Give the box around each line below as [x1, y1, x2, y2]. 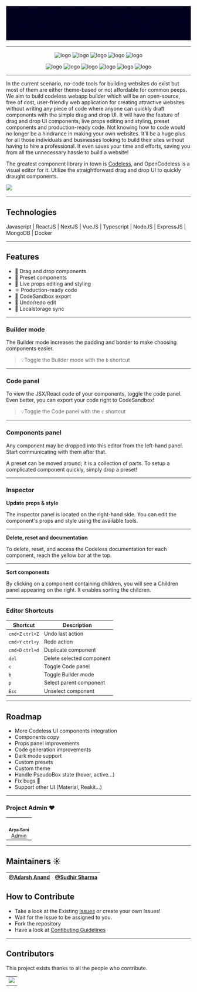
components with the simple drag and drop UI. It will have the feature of [6, 111, 180, 118]
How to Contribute [6, 892, 75, 902]
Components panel [6, 429, 62, 437]
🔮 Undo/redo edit [14, 298, 57, 306]
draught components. [6, 173, 59, 180]
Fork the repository [14, 920, 62, 927]
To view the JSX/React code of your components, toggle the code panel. [6, 390, 182, 397]
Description [62, 621, 92, 629]
